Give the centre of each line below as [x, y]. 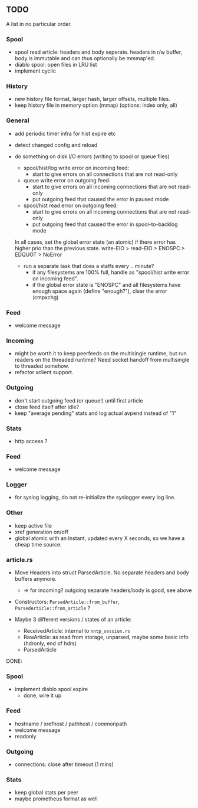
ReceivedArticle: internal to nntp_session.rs [77, 631]
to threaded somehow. [42, 366]
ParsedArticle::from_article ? [52, 608]
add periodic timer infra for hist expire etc [65, 133]
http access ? [31, 441]
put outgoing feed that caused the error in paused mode [100, 199]
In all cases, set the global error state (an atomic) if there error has [95, 242]
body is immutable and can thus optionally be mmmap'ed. [85, 58]
